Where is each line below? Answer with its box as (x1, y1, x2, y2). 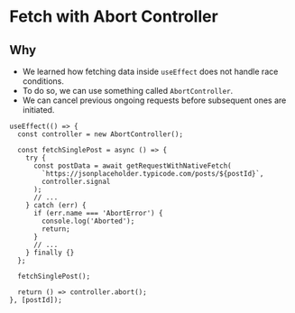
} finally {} (25, 248, 75, 257)
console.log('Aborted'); (41, 216, 135, 226)
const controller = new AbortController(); (17, 130, 183, 139)
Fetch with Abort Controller (9, 6, 218, 27)
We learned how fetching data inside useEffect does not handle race (22, 66, 279, 77)
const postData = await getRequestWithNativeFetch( (32, 161, 232, 170)
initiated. (22, 105, 55, 115)
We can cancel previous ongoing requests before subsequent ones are (22, 95, 287, 106)
